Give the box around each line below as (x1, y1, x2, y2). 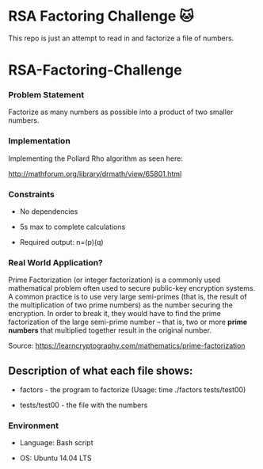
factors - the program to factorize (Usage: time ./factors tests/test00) (19, 385, 246, 395)
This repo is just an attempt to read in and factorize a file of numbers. (8, 33, 234, 43)
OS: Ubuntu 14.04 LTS (19, 453, 93, 463)
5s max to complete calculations (19, 222, 126, 232)
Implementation (8, 135, 71, 147)
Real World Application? (8, 257, 103, 268)
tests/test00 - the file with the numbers (19, 400, 148, 410)
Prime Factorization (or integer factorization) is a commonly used (8, 275, 220, 284)
